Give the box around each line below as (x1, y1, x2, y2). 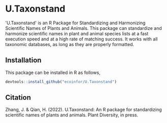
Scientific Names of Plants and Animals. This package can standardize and (5, 25, 162, 31)
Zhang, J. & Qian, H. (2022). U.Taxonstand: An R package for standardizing (5, 107, 162, 113)
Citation (5, 93, 31, 102)
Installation (5, 56, 42, 65)
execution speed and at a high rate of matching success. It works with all (5, 36, 158, 42)
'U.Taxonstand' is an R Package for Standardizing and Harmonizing (5, 20, 146, 26)
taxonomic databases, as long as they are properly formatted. (5, 41, 135, 47)
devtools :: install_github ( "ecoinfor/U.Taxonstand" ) (5, 79, 117, 84)
